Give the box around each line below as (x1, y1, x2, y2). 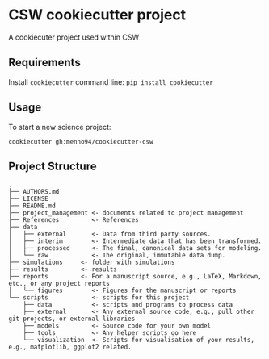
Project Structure (8, 159, 97, 173)
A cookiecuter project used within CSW (8, 32, 140, 42)
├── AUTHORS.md (8, 188, 60, 196)
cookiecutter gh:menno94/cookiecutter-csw (8, 137, 153, 146)
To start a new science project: (8, 122, 111, 131)
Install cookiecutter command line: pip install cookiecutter (8, 77, 214, 86)
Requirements (8, 56, 81, 69)
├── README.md (8, 202, 57, 211)
